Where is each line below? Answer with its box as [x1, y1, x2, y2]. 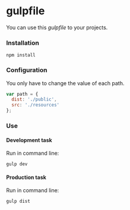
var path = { [6, 91, 39, 97]
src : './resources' [11, 102, 60, 108]
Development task [6, 136, 52, 143]
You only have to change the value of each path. [6, 79, 125, 87]
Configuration [6, 66, 47, 74]
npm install [6, 52, 36, 58]
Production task [6, 174, 46, 181]
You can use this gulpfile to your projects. [6, 24, 108, 31]
